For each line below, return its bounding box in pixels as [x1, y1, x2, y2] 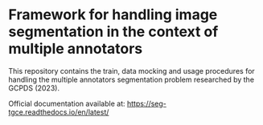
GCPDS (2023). [8, 83, 60, 93]
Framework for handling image [8, 6, 218, 24]
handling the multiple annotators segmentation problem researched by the [8, 75, 255, 84]
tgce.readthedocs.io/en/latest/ [8, 107, 109, 117]
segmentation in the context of [8, 22, 219, 41]
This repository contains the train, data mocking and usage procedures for [8, 66, 255, 75]
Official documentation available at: [8, 99, 126, 108]
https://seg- [126, 99, 167, 108]
